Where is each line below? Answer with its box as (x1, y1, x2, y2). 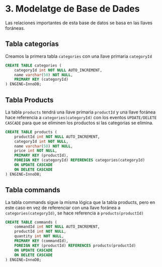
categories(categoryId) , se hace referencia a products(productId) (5, 210, 144, 216)
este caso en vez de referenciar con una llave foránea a (5, 204, 121, 210)
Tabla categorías (5, 40, 59, 48)
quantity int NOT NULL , (14, 234, 64, 239)
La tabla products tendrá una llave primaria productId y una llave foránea (5, 109, 156, 115)
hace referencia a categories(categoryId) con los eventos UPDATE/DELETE (5, 114, 157, 120)
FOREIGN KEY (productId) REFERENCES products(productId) (14, 243, 136, 248)
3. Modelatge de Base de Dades (5, 3, 140, 15)
